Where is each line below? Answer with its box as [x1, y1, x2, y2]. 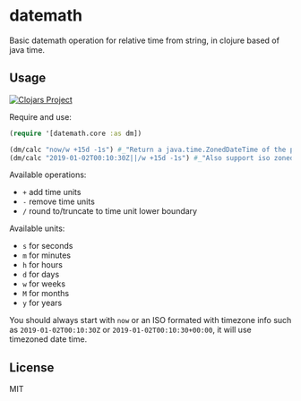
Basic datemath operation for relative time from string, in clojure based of [9, 35, 280, 46]
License [9, 360, 55, 375]
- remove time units [21, 196, 96, 207]
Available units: [9, 223, 65, 234]
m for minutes [21, 250, 72, 260]
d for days [21, 269, 60, 280]
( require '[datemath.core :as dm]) [9, 129, 142, 138]
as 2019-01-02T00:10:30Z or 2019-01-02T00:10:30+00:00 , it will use [9, 324, 253, 336]
